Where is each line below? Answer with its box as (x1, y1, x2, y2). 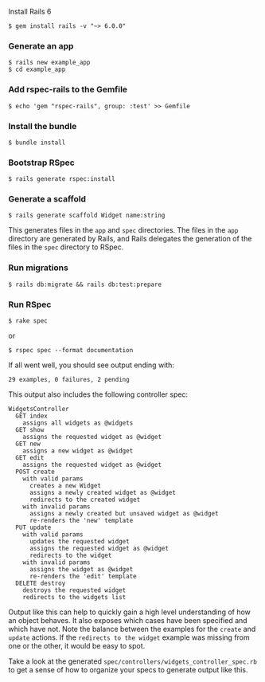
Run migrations (8, 262, 69, 273)
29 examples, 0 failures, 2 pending (8, 376, 130, 384)
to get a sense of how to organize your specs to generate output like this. (8, 665, 248, 675)
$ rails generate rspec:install (8, 175, 115, 183)
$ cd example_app (8, 65, 66, 74)
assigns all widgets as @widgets (22, 419, 134, 427)
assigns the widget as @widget (29, 566, 134, 574)
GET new (15, 440, 41, 449)
